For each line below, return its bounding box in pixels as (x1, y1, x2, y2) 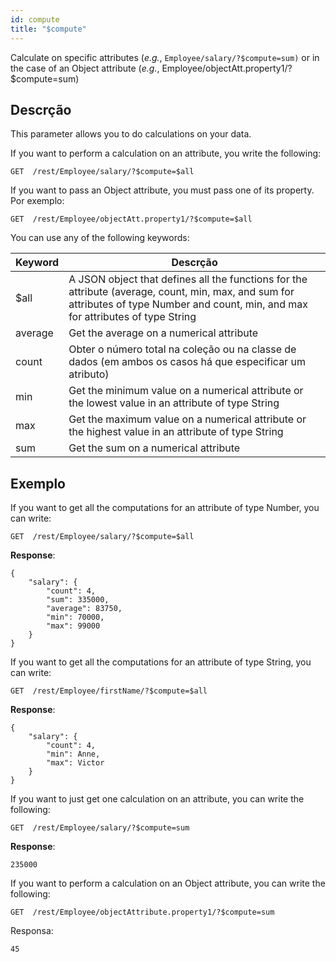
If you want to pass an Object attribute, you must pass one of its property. (10, 184, 315, 196)
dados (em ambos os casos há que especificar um (68, 355, 306, 369)
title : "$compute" (10, 24, 87, 34)
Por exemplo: (10, 195, 65, 207)
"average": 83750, (46, 604, 123, 614)
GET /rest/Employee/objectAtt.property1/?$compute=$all (10, 214, 253, 225)
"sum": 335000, (46, 595, 110, 605)
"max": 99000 (46, 621, 101, 631)
